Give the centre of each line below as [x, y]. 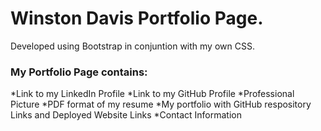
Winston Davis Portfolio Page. [137, 18]
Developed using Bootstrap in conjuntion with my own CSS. [132, 46]
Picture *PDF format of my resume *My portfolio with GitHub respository [161, 104]
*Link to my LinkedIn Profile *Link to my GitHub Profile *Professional [152, 94]
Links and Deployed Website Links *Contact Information [126, 115]
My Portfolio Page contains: [79, 72]
